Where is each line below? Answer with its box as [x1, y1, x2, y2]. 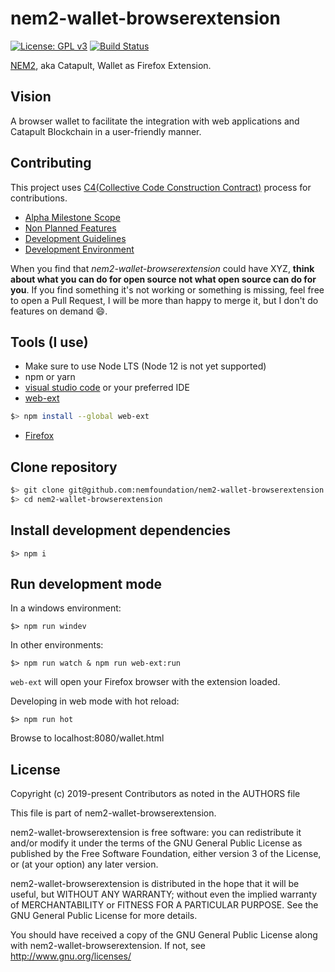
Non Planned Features [24, 222, 117, 234]
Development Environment [24, 243, 135, 255]
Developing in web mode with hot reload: [10, 695, 180, 707]
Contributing [10, 155, 92, 172]
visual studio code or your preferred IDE [24, 382, 190, 394]
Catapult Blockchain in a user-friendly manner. [10, 125, 202, 137]
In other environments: [10, 639, 104, 651]
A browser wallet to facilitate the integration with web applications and [10, 115, 300, 127]
